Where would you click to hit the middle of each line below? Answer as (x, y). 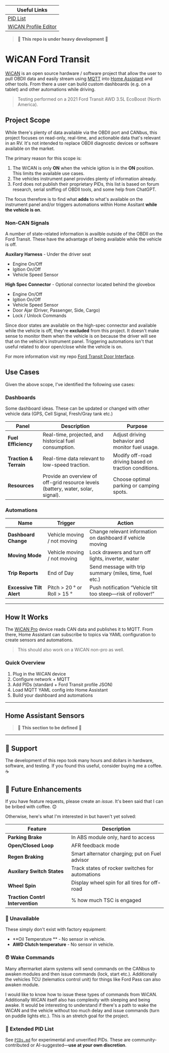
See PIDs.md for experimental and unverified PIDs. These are (68, 1039)
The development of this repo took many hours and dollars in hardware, (79, 761)
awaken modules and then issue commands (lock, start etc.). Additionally (81, 974)
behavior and (129, 441)
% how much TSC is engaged (106, 900)
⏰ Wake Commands (30, 957)
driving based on (133, 462)
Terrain (17, 465)
